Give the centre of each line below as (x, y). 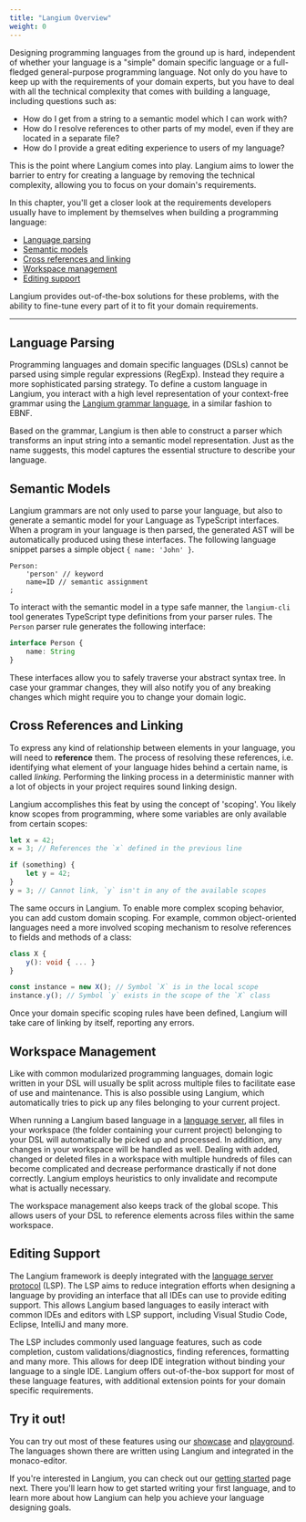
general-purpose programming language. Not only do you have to (164, 72)
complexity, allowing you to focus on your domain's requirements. (133, 184)
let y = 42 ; (48, 874)
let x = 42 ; (32, 840)
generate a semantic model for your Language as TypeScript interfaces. (144, 520)
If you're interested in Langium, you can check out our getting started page (150, 1478)
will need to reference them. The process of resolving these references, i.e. (152, 757)
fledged (24, 72)
